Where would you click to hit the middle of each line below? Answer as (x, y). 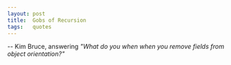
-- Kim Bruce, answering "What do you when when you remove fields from (116, 47)
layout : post (26, 14)
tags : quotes (30, 27)
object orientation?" (36, 54)
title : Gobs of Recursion (47, 20)
